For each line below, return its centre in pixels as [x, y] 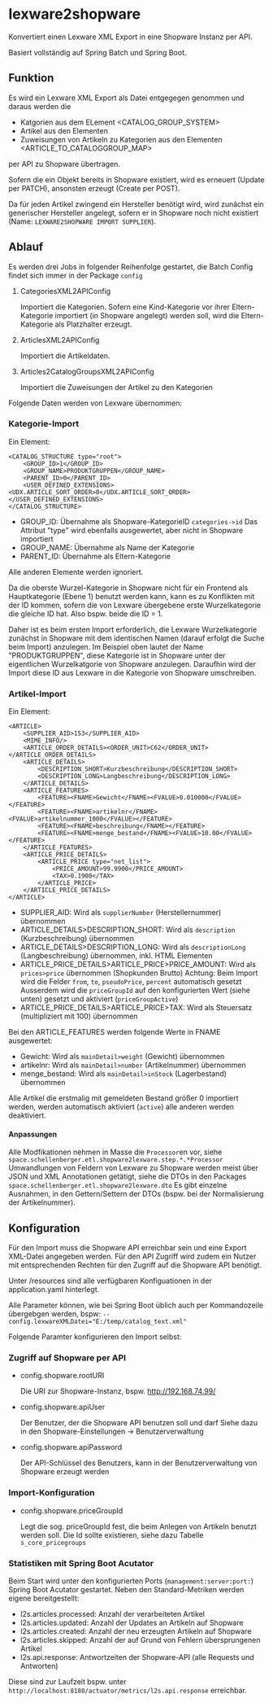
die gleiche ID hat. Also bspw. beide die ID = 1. [86, 613]
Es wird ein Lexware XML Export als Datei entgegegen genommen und [127, 98]
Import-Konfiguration [52, 1493]
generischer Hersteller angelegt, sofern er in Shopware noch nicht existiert [134, 212]
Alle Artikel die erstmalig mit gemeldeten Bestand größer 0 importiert [123, 1098]
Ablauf [26, 247]
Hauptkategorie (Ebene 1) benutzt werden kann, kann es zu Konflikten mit [132, 596]
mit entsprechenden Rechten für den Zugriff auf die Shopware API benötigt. [135, 1265]
